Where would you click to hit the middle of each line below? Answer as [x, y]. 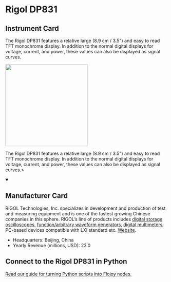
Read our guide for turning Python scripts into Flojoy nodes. [69, 274]
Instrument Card [32, 28]
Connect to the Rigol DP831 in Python [66, 262]
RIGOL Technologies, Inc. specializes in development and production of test [85, 208]
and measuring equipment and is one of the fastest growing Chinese [78, 213]
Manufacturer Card [37, 196]
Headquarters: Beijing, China [43, 240]
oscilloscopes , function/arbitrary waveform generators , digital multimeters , [85, 225]
